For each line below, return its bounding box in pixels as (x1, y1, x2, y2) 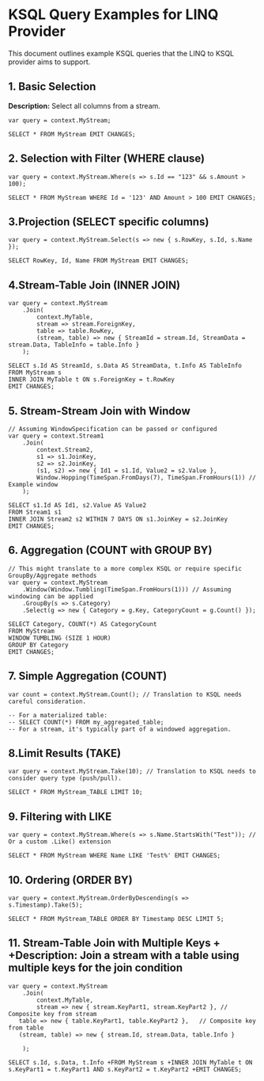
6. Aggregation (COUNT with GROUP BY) (8, 544, 213, 557)
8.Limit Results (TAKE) (8, 747, 121, 760)
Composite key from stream (8, 1010, 97, 1018)
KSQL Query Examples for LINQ (8, 6, 219, 24)
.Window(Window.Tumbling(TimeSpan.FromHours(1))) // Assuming (22, 585, 232, 594)
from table (8, 1024, 44, 1032)
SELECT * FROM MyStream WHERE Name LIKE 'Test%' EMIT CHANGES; (8, 852, 221, 860)
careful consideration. (8, 697, 87, 705)
